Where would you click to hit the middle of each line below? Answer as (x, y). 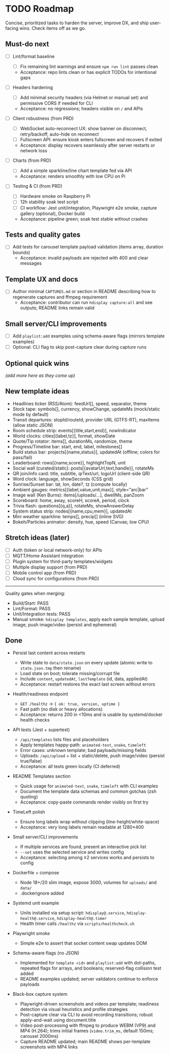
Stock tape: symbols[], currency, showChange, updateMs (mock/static (86, 409)
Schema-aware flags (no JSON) (46, 953)
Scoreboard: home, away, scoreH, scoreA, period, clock (71, 500)
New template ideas (37, 391)
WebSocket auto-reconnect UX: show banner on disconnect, (84, 129)
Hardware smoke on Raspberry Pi (55, 196)
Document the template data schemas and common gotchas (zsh (88, 791)
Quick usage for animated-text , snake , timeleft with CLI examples (89, 786)
